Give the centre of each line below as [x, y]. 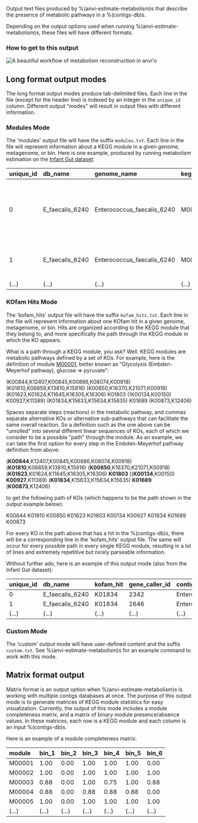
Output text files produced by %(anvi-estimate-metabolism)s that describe [97, 9]
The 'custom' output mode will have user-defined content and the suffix [93, 644]
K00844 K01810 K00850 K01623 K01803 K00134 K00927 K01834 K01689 [96, 515]
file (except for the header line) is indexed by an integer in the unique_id [93, 100]
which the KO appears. [34, 340]
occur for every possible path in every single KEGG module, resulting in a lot [99, 545]
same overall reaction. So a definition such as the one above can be [88, 424]
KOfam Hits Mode [32, 302]
